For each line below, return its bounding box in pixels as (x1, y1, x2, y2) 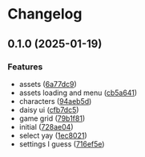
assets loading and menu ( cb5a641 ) (18, 88, 138, 97)
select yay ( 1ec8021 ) (18, 130, 87, 140)
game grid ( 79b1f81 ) (18, 114, 86, 123)
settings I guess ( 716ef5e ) (18, 138, 105, 149)
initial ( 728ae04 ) (18, 122, 74, 131)
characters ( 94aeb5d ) (18, 96, 92, 105)
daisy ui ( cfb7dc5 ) (18, 105, 79, 114)
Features (7, 61, 43, 72)
